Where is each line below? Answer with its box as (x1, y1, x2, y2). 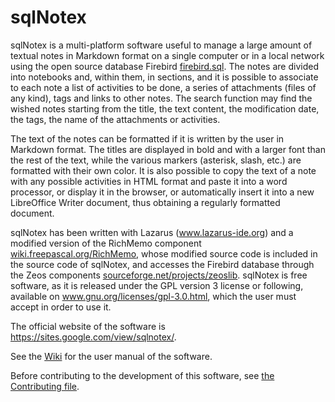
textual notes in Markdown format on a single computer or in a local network (10, 49, 325, 61)
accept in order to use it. (10, 301, 112, 313)
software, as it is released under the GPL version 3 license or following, (10, 279, 304, 291)
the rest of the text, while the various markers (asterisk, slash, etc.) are (10, 154, 302, 166)
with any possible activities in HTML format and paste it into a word (10, 175, 288, 187)
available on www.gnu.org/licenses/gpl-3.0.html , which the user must (10, 290, 297, 302)
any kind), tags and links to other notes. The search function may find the (10, 92, 313, 104)
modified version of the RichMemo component (10, 237, 202, 249)
